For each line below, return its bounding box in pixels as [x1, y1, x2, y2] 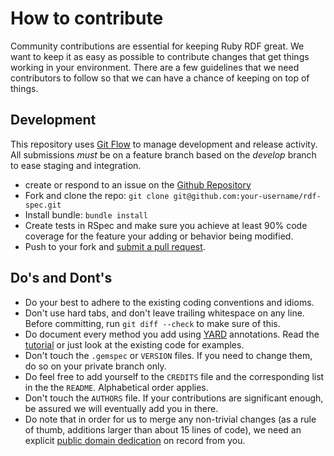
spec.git [24, 200, 62, 210]
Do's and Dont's [10, 270, 113, 287]
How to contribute [10, 7, 164, 30]
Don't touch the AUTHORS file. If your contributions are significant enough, [24, 392, 324, 404]
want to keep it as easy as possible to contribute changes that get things [10, 50, 310, 62]
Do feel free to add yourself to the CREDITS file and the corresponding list [24, 370, 325, 382]
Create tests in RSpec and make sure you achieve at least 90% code [24, 219, 308, 231]
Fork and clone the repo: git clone [24, 189, 170, 201]
